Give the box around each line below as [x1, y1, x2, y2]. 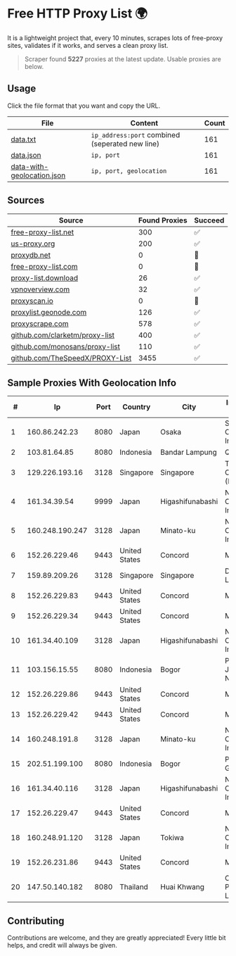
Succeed [194, 215, 225, 225]
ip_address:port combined [91, 130, 181, 139]
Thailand [119, 882, 149, 892]
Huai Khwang [160, 882, 205, 892]
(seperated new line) [91, 139, 160, 149]
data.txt [11, 134, 37, 144]
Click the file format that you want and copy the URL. [7, 101, 160, 110]
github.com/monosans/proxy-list [11, 341, 121, 351]
